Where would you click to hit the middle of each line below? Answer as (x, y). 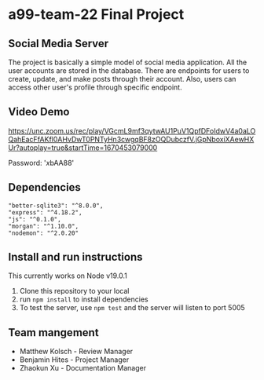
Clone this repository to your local (74, 291)
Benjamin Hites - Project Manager (74, 360)
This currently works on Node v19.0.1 (68, 276)
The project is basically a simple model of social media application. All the (128, 62)
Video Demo (39, 112)
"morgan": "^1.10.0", (44, 226)
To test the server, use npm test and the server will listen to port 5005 (132, 308)
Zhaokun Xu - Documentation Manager (83, 368)
